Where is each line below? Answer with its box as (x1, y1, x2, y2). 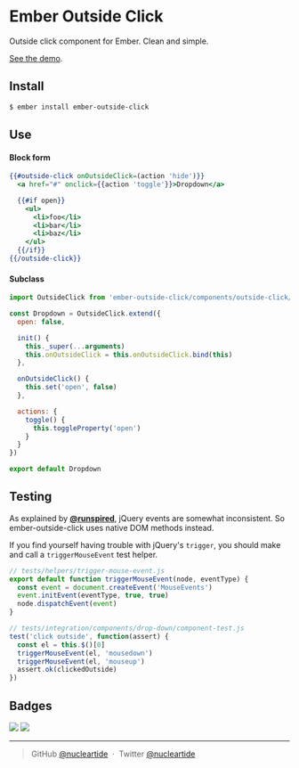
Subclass (9, 274, 44, 284)
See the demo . (9, 53, 63, 63)
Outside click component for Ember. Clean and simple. (9, 36, 209, 46)
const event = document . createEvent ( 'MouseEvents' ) (17, 583, 214, 592)
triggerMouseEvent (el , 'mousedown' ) (17, 649, 153, 658)
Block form (9, 151, 51, 162)
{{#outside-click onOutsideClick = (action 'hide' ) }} (9, 172, 205, 181)
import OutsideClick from (9, 293, 105, 302)
